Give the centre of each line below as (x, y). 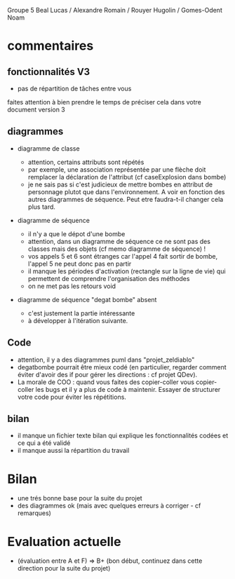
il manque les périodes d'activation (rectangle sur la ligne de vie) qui (127, 271)
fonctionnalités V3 (49, 72)
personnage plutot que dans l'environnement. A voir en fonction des (126, 191)
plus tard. (42, 207)
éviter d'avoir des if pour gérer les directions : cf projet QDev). (107, 374)
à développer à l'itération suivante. (78, 320)
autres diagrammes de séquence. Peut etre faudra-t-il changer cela (126, 199)
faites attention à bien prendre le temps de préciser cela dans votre (104, 102)
